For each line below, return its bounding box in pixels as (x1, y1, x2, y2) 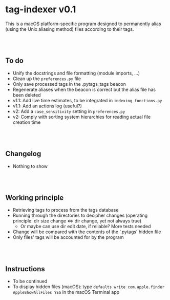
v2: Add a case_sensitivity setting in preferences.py (12, 108, 125, 114)
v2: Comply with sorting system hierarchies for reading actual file (12, 114, 151, 120)
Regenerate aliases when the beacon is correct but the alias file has (12, 86, 156, 92)
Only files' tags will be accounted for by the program (12, 234, 124, 240)
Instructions (5, 265, 45, 273)
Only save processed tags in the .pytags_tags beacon (12, 81, 126, 87)
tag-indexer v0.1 (5, 4, 76, 15)
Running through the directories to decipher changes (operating (12, 212, 148, 219)
